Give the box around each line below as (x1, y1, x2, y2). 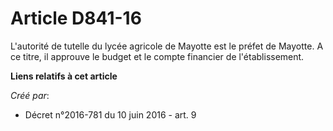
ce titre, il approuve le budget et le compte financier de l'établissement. (10, 50, 305, 62)
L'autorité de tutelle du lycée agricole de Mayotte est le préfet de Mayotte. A (10, 40, 324, 52)
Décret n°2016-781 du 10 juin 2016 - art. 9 (24, 108, 197, 121)
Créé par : (10, 89, 50, 101)
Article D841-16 (10, 7, 142, 30)
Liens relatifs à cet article (10, 70, 118, 82)
